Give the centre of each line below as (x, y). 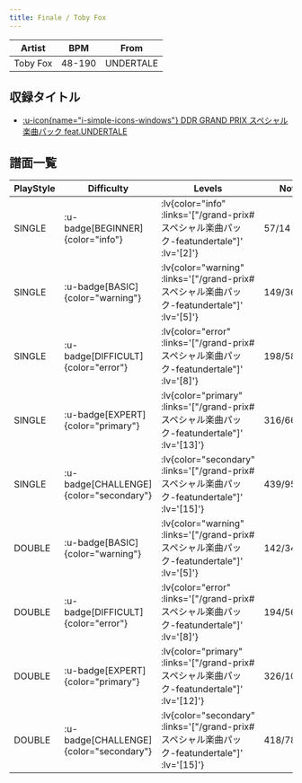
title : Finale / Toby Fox (58, 18)
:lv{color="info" (193, 204)
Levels (208, 189)
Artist (34, 48)
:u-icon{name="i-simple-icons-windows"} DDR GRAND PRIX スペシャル (155, 120)
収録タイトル (45, 97)
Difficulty (108, 189)
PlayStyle (35, 189)
